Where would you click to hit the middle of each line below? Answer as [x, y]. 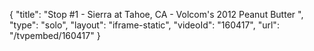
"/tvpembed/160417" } [55, 35]
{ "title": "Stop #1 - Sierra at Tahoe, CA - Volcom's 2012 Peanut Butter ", [156, 14]
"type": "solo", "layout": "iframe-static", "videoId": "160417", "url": [144, 25]
